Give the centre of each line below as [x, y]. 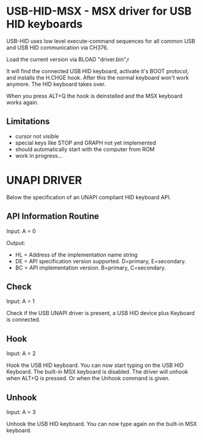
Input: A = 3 [21, 412]
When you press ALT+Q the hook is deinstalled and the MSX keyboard [94, 96]
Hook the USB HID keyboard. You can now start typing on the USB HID [95, 365]
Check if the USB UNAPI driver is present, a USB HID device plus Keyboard [101, 313]
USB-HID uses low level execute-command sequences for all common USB [101, 41]
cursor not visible [37, 136]
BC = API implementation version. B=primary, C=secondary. [91, 268]
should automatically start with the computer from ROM [85, 149]
